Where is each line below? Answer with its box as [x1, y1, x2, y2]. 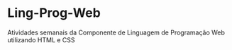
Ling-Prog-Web [7, 5, 101, 21]
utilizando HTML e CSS [7, 35, 76, 44]
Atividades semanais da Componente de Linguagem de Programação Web [7, 28, 226, 37]
